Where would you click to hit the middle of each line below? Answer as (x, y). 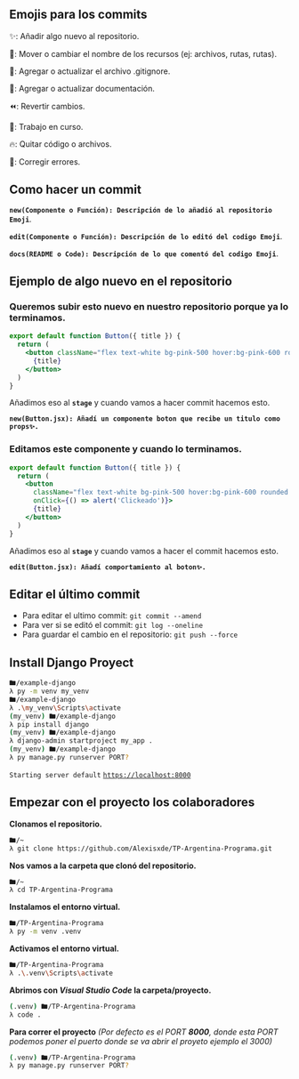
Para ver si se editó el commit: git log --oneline (112, 625)
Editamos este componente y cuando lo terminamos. (125, 449)
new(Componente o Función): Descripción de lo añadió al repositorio (141, 210)
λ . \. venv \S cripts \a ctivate (61, 973)
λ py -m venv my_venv (49, 692)
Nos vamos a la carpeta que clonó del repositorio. (103, 866)
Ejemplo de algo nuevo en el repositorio (121, 282)
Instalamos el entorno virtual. (65, 907)
